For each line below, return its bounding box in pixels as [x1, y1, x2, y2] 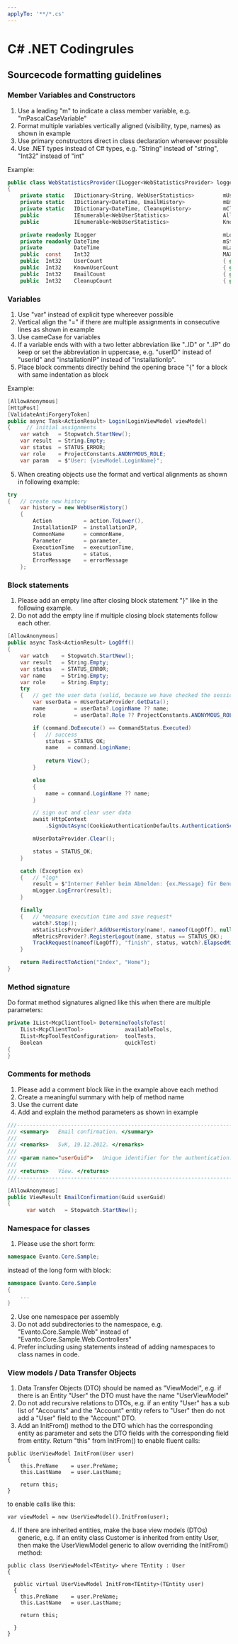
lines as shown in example [17, 325, 95, 334]
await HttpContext [33, 816, 87, 823]
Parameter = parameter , [33, 537, 122, 544]
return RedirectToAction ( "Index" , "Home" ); [20, 959, 151, 966]
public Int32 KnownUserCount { [20, 264, 227, 271]
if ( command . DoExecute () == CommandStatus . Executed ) [33, 724, 192, 732]
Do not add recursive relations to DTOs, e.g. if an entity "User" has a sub [17, 1399, 230, 1407]
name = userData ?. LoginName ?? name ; [33, 705, 170, 713]
